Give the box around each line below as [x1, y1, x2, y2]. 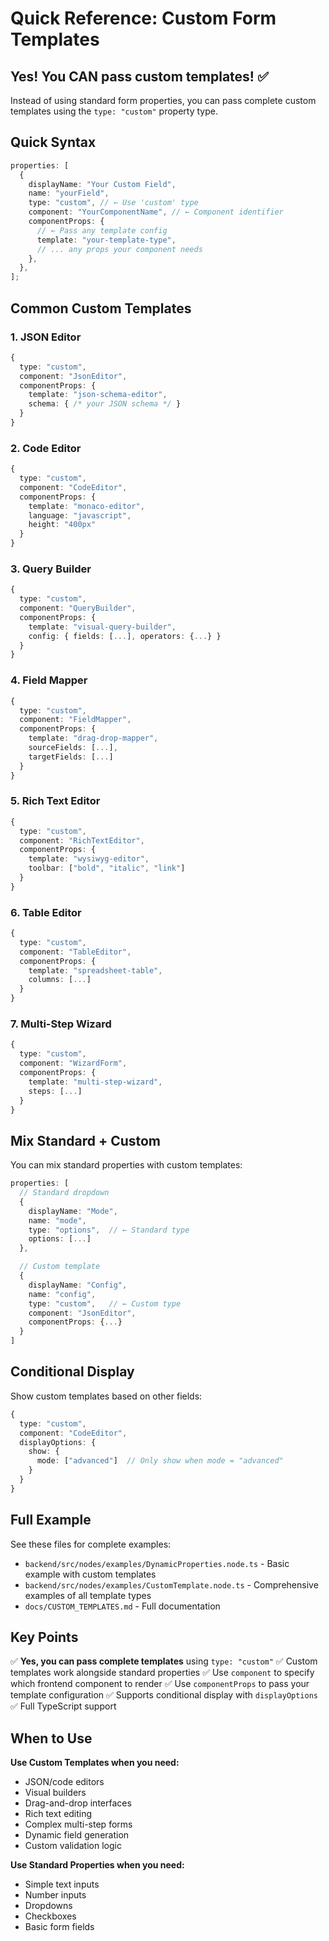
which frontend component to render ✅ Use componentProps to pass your [10, 1678, 310, 1690]
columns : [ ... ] [28, 975, 92, 985]
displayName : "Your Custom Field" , [28, 179, 177, 189]
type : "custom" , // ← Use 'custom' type [28, 198, 199, 208]
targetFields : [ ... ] [28, 752, 114, 762]
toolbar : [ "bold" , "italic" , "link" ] [28, 863, 186, 874]
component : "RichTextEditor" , [19, 835, 145, 846]
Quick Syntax [10, 134, 97, 151]
